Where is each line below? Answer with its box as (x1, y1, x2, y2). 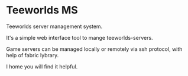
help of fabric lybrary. (6, 51, 59, 58)
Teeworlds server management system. (6, 23, 103, 30)
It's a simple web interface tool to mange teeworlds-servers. (6, 34, 153, 41)
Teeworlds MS (6, 4, 78, 17)
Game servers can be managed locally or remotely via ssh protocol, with (6, 45, 183, 53)
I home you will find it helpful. (6, 63, 78, 70)
